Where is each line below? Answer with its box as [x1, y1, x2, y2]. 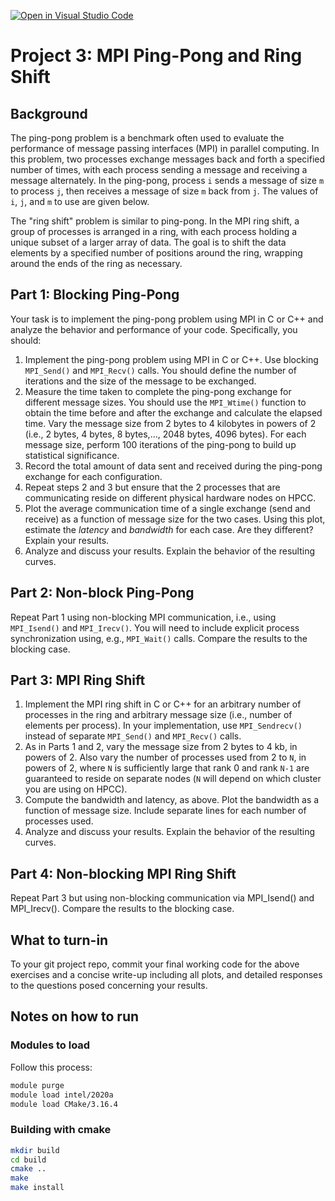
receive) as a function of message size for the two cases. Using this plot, [24, 513, 326, 525]
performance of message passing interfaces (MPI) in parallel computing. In [10, 143, 320, 154]
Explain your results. [24, 534, 110, 546]
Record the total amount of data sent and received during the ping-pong [24, 460, 323, 472]
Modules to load [10, 1038, 91, 1052]
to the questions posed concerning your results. [10, 980, 208, 992]
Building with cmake [10, 1123, 112, 1137]
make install [10, 1183, 65, 1193]
